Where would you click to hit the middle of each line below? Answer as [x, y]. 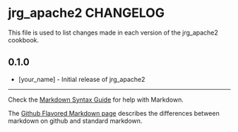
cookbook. [24, 40]
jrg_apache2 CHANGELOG [87, 13]
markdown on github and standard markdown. [75, 121]
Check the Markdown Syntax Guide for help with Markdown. [96, 100]
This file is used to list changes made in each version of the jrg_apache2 [113, 32]
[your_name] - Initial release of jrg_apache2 [82, 79]
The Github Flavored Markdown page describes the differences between [114, 113]
